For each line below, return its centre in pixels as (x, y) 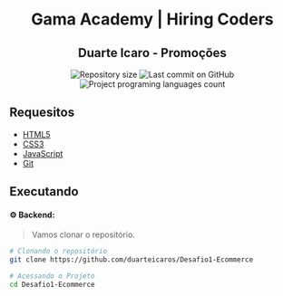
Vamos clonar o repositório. (83, 234)
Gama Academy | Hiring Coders (152, 19)
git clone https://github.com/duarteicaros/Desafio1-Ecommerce (132, 260)
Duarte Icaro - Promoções (152, 53)
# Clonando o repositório (58, 252)
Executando (44, 191)
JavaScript (43, 153)
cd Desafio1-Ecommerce (52, 285)
